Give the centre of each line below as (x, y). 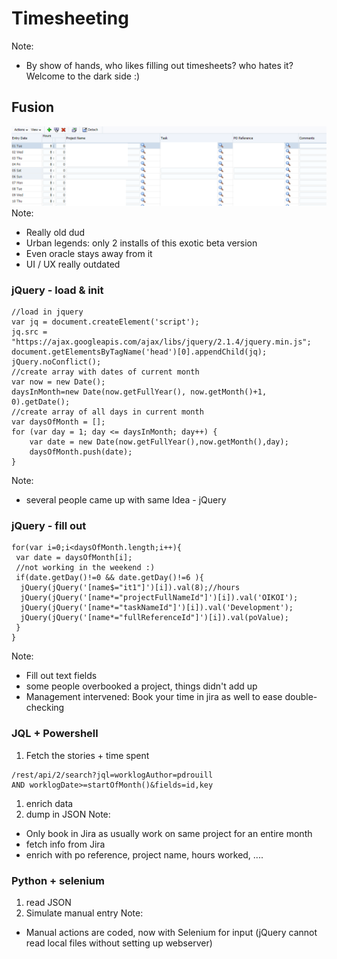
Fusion (33, 107)
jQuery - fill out (49, 525)
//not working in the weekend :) (85, 568)
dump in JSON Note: (68, 814)
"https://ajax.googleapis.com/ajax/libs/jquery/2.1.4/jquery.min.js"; (161, 342)
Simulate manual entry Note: (84, 913)
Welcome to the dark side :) (83, 76)
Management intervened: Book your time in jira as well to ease (154, 697)
